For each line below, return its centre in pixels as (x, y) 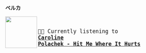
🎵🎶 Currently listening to (78, 31)
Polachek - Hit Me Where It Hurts (89, 44)
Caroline (51, 38)
